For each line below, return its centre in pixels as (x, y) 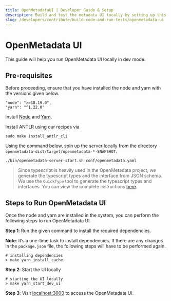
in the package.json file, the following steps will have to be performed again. (85, 246)
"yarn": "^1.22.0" (25, 108)
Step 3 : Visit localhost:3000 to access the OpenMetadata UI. (70, 293)
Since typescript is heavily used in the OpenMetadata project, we (87, 170)
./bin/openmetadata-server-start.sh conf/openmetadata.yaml (71, 161)
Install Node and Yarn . (29, 117)
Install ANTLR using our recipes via (42, 127)
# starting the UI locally (34, 279)
